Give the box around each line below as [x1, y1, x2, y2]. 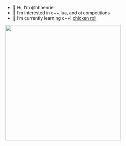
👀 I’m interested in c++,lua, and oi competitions [12, 10, 110, 16]
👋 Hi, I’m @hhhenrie [12, 5, 54, 10]
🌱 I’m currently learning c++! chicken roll [12, 15, 97, 21]
